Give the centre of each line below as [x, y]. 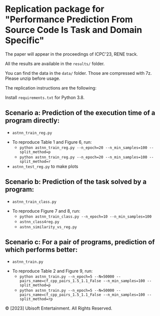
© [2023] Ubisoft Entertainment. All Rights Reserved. [59, 308]
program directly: [32, 121]
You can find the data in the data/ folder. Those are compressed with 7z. [79, 73]
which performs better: [41, 250]
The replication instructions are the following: [51, 88]
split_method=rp [36, 299]
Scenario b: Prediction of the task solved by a [76, 182]
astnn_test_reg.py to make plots [45, 166]
